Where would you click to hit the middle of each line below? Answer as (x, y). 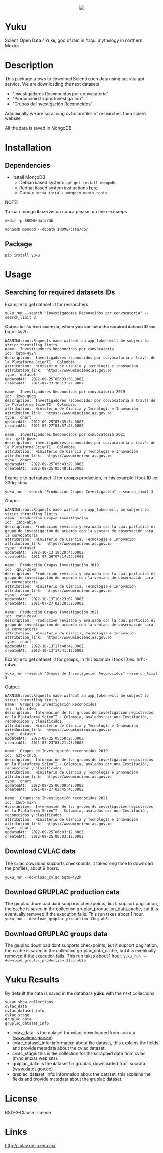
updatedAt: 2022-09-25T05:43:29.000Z (44, 464)
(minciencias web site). (35, 1058)
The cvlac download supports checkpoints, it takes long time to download (79, 863)
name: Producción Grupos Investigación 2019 (52, 565)
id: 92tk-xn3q (20, 755)
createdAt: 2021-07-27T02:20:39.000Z (44, 603)
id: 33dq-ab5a (20, 522)
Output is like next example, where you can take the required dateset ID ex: (80, 327)
